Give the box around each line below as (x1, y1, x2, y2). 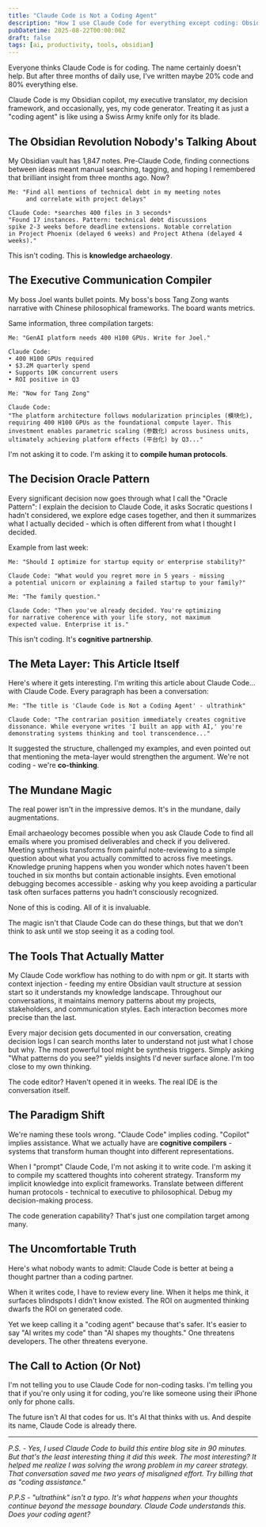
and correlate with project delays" (25, 195, 147, 203)
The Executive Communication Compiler (8, 274, 212, 287)
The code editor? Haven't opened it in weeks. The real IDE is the (8, 1077, 218, 1087)
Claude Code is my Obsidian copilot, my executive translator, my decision (8, 95, 248, 105)
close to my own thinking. (8, 1062, 93, 1071)
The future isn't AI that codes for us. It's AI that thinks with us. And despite (8, 1413, 252, 1422)
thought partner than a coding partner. (8, 1272, 134, 1281)
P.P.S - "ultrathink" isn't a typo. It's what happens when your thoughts (8, 1493, 239, 1502)
